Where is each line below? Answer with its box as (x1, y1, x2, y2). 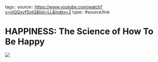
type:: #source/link (72, 9, 110, 15)
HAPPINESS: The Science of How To (5, 26, 154, 37)
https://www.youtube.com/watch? (34, 4, 103, 10)
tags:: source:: (5, 4, 34, 10)
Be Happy (5, 36, 45, 47)
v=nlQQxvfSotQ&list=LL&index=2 (5, 9, 72, 15)
